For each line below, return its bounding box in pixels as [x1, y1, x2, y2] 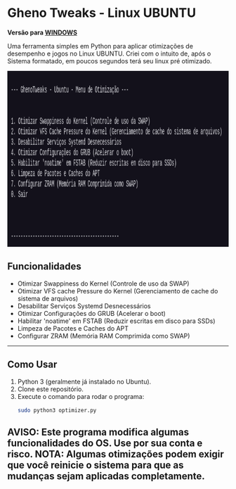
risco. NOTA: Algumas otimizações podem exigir [7, 448, 225, 460]
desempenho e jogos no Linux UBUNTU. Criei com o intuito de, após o [7, 49, 211, 58]
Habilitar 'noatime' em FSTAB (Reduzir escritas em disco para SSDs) [17, 317, 216, 325]
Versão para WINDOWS [7, 28, 77, 37]
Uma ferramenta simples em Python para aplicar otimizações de [7, 42, 193, 50]
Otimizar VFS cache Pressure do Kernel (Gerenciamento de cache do [17, 286, 218, 295]
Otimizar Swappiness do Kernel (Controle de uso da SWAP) [17, 279, 190, 288]
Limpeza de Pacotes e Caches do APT [17, 324, 129, 332]
